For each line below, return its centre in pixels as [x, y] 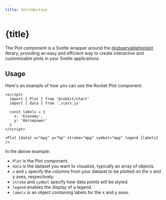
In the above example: [28, 152]
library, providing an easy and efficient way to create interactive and [75, 53]
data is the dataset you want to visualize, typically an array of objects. [83, 166]
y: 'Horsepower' [31, 121]
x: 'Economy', [28, 117]
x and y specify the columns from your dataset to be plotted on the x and [86, 171]
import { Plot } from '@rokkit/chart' [50, 99]
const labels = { [28, 112]
